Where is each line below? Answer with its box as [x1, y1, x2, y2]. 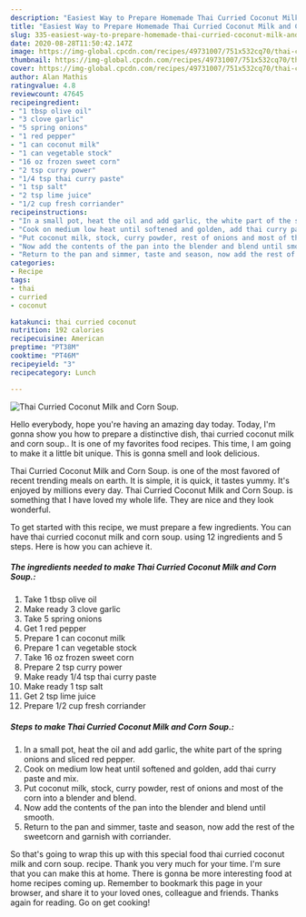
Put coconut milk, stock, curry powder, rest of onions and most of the [23, 783, 284, 794]
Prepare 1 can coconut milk [23, 633, 126, 644]
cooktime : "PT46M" [10, 351, 80, 360]
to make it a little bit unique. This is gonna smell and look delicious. [10, 448, 260, 458]
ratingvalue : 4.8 [10, 81, 76, 90]
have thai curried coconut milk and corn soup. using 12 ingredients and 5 [10, 531, 283, 542]
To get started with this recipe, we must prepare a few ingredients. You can [10, 521, 291, 532]
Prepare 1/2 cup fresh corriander [23, 700, 146, 711]
